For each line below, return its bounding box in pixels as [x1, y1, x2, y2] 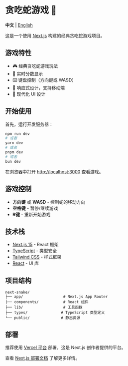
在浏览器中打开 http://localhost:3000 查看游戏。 [5, 168, 104, 175]
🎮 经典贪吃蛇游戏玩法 [12, 63, 58, 69]
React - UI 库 [12, 260, 39, 266]
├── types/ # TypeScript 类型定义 [5, 310, 105, 315]
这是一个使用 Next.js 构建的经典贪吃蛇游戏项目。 [5, 32, 105, 38]
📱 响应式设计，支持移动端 [12, 84, 65, 90]
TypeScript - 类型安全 [12, 248, 57, 254]
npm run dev [5, 131, 30, 136]
